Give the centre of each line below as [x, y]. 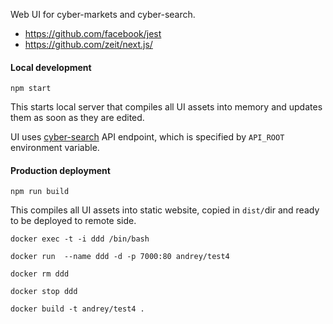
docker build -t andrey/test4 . [77, 309]
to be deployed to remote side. [73, 221]
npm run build [40, 192]
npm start [31, 89]
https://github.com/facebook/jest [93, 33]
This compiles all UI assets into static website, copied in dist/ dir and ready [165, 210]
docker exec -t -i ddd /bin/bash [80, 239]
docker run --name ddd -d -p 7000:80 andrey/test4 [120, 257]
